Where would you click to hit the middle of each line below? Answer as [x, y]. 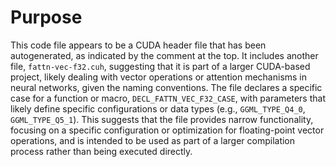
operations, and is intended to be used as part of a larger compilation [153, 140]
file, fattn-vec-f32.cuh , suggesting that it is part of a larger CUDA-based [160, 66]
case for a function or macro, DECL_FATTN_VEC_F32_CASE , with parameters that [168, 98]
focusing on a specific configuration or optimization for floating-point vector [167, 130]
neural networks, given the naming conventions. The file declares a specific [166, 87]
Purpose [46, 17]
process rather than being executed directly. [101, 151]
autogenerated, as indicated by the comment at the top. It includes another [164, 55]
